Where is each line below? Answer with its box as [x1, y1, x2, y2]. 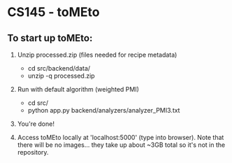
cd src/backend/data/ [27, 64, 91, 72]
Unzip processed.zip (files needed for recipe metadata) [17, 50, 177, 59]
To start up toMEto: [7, 32, 93, 44]
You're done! [17, 120, 55, 128]
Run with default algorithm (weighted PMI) [17, 85, 140, 93]
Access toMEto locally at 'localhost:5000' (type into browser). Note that [17, 134, 224, 141]
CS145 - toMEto [7, 4, 100, 20]
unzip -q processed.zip [27, 71, 96, 80]
